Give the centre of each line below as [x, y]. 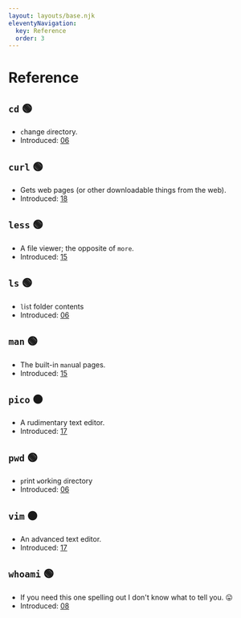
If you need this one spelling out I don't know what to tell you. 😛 [126, 597]
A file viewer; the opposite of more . [77, 248]
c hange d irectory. [49, 132]
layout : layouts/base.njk [51, 16]
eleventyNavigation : [43, 23]
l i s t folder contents [52, 306]
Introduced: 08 [45, 606]
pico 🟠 [26, 399]
